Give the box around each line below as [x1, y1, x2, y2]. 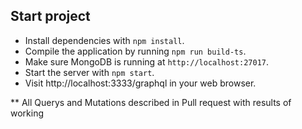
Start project [10, 8, 91, 25]
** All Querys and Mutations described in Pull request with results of [10, 96, 292, 108]
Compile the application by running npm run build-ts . [24, 45, 247, 57]
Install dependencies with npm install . [24, 34, 185, 46]
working [10, 107, 45, 119]
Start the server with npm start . [24, 66, 155, 78]
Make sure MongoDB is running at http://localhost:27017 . [24, 55, 269, 68]
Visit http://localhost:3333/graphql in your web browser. [24, 77, 257, 89]
